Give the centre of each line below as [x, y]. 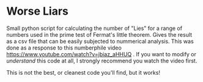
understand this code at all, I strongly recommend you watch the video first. [102, 61]
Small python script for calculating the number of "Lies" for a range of [94, 28]
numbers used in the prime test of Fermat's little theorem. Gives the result [99, 34]
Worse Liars [37, 11]
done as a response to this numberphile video [64, 48]
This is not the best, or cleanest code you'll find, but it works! [83, 72]
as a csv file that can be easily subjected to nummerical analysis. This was [100, 41]
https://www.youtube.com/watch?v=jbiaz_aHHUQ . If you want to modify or [102, 54]
